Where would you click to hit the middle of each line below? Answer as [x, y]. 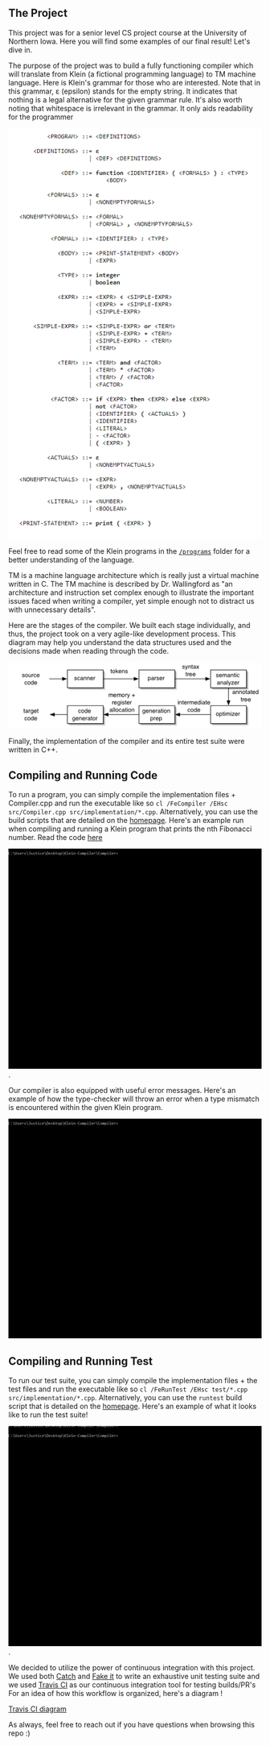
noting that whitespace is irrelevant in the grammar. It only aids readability [131, 108]
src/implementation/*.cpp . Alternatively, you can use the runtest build [125, 1398]
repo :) [19, 1733]
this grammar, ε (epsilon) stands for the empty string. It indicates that [123, 91]
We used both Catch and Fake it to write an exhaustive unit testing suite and [134, 1676]
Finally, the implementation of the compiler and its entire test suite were [127, 742]
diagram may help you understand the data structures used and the [120, 642]
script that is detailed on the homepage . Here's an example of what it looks [133, 1407]
